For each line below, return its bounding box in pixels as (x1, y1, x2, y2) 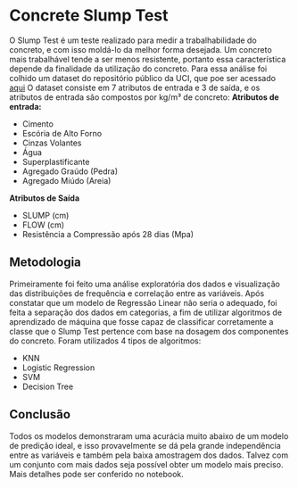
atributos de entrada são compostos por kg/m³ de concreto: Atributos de (9, 91, 279, 103)
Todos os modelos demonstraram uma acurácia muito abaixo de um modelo (9, 430, 289, 442)
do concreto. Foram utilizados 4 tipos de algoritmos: (9, 335, 202, 346)
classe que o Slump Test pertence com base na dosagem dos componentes (9, 326, 289, 336)
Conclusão (9, 407, 71, 422)
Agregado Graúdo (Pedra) (21, 166, 119, 177)
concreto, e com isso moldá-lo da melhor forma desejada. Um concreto (9, 44, 272, 54)
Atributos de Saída (9, 193, 80, 203)
